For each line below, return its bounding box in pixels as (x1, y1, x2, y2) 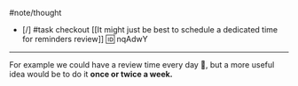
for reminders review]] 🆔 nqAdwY (21, 34, 148, 44)
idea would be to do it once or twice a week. (9, 69, 173, 79)
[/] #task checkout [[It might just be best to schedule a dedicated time (21, 25, 278, 34)
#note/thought (9, 8, 62, 18)
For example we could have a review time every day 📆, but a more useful (9, 60, 275, 69)
